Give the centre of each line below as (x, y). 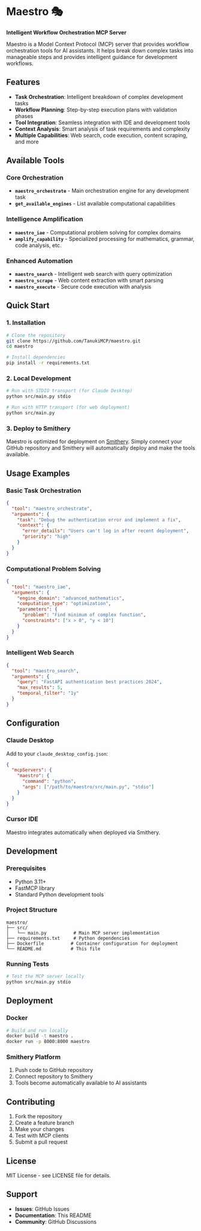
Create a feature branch (44, 1123)
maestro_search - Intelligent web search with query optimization (94, 274)
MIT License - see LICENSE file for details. (58, 1176)
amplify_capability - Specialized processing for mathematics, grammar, (105, 239)
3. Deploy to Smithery (38, 428)
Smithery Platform (34, 1057)
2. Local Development (39, 378)
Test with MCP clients (42, 1136)
